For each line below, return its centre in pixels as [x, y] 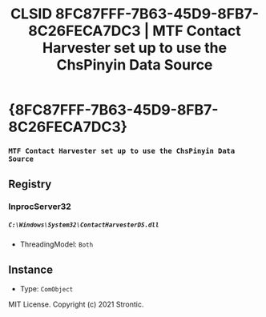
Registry [30, 184]
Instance [31, 269]
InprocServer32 [40, 207]
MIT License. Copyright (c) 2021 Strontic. [76, 304]
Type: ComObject [46, 289]
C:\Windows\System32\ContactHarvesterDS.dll [84, 225]
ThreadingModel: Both [56, 244]
